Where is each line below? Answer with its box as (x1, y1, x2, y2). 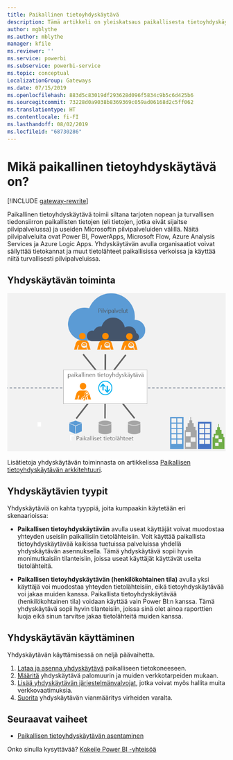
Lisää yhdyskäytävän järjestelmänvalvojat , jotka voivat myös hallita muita (17, 678, 225, 686)
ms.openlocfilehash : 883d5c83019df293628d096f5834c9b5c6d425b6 (7, 92, 194, 98)
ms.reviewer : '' (7, 48, 54, 55)
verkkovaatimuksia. (17, 686, 73, 694)
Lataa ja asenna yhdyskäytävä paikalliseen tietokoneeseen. (17, 664, 187, 672)
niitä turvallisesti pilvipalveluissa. (7, 254, 101, 263)
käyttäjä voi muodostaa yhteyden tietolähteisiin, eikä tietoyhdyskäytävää (17, 582, 224, 591)
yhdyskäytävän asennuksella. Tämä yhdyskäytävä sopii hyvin (17, 546, 193, 555)
